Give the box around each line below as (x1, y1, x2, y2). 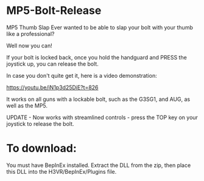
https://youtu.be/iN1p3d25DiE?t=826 (6, 83, 99, 91)
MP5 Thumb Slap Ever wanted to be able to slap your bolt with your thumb (6, 24, 193, 31)
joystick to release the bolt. (6, 120, 74, 128)
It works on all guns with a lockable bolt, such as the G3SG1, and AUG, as (6, 95, 191, 103)
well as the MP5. (6, 101, 47, 109)
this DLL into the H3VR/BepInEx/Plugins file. (6, 168, 117, 175)
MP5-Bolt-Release (6, 4, 102, 18)
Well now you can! (6, 42, 53, 49)
